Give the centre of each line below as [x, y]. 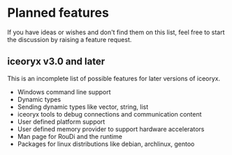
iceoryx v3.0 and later [56, 62]
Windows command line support [64, 91]
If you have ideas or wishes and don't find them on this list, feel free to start [116, 32]
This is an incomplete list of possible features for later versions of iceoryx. [114, 78]
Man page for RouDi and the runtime [70, 136]
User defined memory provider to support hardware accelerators [111, 129]
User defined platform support [61, 121]
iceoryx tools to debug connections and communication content [109, 114]
